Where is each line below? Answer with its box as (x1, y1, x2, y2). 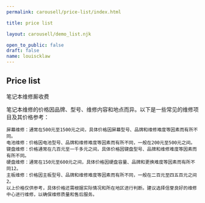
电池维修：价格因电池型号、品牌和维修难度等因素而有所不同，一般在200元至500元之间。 (6, 140, 195, 146)
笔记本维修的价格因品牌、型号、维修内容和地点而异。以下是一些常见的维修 (6, 105, 193, 113)
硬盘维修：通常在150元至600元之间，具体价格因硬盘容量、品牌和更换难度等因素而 (6, 159, 182, 165)
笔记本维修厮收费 (6, 93, 49, 100)
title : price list (6, 20, 53, 26)
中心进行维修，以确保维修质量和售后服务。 (6, 191, 98, 198)
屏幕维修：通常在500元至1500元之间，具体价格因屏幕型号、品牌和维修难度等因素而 (6, 126, 185, 133)
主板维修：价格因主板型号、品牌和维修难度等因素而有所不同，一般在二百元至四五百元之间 (6, 172, 197, 178)
